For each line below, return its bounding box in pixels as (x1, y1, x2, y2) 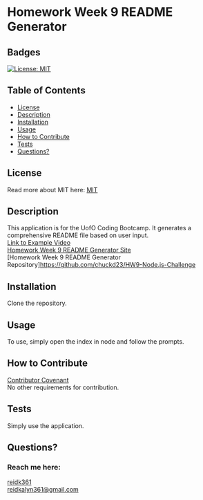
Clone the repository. (7, 299, 67, 308)
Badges (7, 46, 41, 58)
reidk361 (7, 478, 32, 486)
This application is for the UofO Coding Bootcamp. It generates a (7, 224, 192, 232)
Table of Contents (7, 84, 86, 97)
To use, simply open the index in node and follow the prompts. (7, 337, 184, 346)
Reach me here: (7, 463, 61, 472)
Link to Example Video (7, 239, 71, 247)
